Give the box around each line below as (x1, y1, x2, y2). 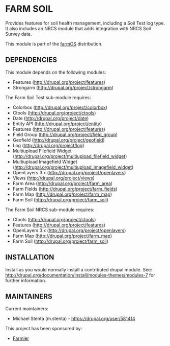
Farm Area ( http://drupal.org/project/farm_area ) (12, 180, 113, 187)
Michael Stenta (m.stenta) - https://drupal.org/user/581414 (12, 315, 135, 322)
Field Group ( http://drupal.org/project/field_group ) (12, 131, 118, 137)
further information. (5, 277, 47, 284)
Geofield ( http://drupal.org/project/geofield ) (12, 136, 105, 143)
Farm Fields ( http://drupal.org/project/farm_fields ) (12, 186, 118, 192)
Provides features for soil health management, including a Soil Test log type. (5, 20, 165, 26)
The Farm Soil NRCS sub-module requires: (5, 206, 95, 213)
